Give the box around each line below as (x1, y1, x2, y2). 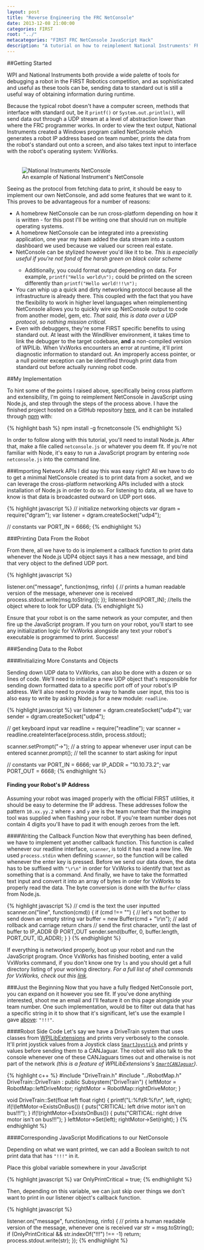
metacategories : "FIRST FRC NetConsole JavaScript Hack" (7, 37, 154, 43)
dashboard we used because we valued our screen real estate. (15, 242, 173, 249)
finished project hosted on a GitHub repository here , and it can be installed (7, 406, 193, 413)
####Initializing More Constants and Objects (7, 657, 119, 664)
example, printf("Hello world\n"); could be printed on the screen (24, 273, 192, 280)
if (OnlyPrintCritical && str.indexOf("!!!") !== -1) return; (7, 1231, 141, 1238)
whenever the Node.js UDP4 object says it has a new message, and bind (7, 553, 188, 560)
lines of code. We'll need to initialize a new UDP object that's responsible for (7, 675, 197, 682)
